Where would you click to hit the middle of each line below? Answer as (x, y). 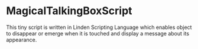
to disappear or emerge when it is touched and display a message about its (98, 33)
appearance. (22, 40)
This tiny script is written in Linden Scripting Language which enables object (99, 27)
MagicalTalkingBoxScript (69, 11)
